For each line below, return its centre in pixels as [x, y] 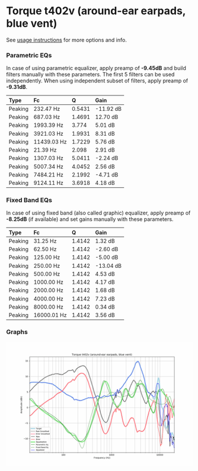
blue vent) [32, 23]
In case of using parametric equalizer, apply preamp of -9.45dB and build [96, 68]
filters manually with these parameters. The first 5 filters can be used [90, 75]
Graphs [17, 332]
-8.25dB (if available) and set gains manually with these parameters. [90, 219]
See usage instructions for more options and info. [67, 40]
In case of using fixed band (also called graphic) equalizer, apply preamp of [98, 213]
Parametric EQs [29, 55]
